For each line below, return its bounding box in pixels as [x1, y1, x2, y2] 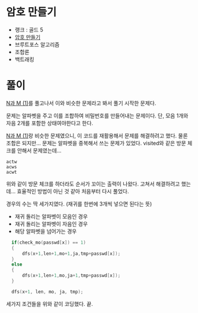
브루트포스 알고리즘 [14, 41, 60, 48]
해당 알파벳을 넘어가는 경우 [14, 228, 77, 235]
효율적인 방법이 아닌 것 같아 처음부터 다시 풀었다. [17, 187, 129, 194]
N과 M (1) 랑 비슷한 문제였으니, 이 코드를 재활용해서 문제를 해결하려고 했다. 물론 [6, 132, 188, 139]
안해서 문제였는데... [17, 146, 62, 154]
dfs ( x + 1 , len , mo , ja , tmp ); [11, 289, 84, 295]
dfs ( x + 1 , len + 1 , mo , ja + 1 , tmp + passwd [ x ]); [21, 273, 121, 279]
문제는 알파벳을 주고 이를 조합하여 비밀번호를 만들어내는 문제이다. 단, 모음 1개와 [6, 112, 189, 119]
